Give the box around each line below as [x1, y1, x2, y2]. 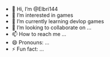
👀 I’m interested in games [11, 12, 74, 19]
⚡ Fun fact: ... [11, 45, 44, 52]
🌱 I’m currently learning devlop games [11, 18, 104, 24]
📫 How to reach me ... [11, 31, 66, 37]
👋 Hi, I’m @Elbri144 [11, 6, 58, 12]
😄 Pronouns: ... [11, 39, 50, 46]
